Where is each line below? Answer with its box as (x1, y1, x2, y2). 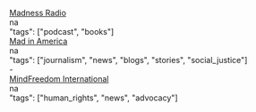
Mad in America (9, 36, 68, 46)
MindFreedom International (9, 74, 109, 84)
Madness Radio (9, 8, 67, 18)
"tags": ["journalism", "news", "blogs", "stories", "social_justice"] (9, 55, 248, 65)
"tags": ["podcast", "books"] (9, 27, 115, 36)
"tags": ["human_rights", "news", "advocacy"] (9, 92, 178, 103)
